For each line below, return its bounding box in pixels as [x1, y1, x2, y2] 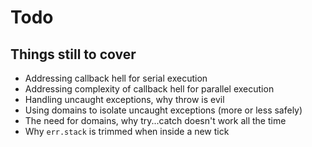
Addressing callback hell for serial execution [24, 72, 208, 84]
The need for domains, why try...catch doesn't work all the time [24, 115, 287, 126]
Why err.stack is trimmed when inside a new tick [24, 126, 230, 137]
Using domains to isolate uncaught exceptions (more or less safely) [24, 104, 303, 116]
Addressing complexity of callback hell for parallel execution [24, 83, 275, 95]
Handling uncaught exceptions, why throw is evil [24, 94, 225, 105]
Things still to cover [10, 46, 137, 63]
